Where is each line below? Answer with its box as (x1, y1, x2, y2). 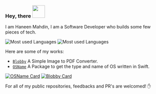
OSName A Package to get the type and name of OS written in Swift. (12, 63, 150, 69)
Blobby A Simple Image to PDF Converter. (12, 58, 98, 64)
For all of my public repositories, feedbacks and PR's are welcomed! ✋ (5, 83, 151, 89)
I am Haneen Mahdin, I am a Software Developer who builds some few (5, 24, 151, 30)
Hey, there (5, 12, 31, 19)
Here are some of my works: (5, 48, 64, 54)
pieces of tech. (5, 29, 37, 35)
